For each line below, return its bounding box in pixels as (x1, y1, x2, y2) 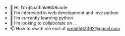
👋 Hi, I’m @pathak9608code (9, 5, 68, 10)
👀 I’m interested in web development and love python (9, 10, 119, 16)
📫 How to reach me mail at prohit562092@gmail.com (9, 26, 121, 31)
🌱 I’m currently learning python (9, 15, 73, 20)
